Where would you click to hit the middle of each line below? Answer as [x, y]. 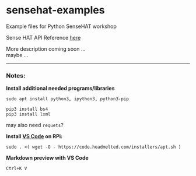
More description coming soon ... [46, 49]
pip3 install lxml [28, 114]
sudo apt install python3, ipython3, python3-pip [68, 99]
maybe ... [17, 55]
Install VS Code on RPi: [34, 136]
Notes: [16, 75]
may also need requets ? [35, 125]
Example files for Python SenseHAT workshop [61, 26]
